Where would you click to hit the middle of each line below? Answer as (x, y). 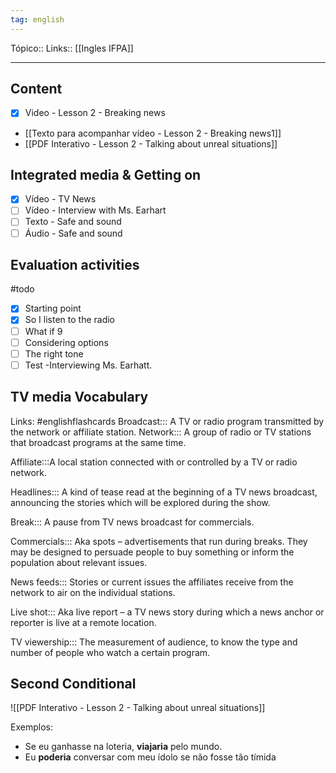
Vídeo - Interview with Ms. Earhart (95, 210)
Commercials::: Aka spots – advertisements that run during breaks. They (159, 541)
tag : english (37, 19)
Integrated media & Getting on (106, 174)
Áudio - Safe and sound (73, 233)
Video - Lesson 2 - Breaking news (95, 113)
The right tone (54, 353)
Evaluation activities (75, 264)
